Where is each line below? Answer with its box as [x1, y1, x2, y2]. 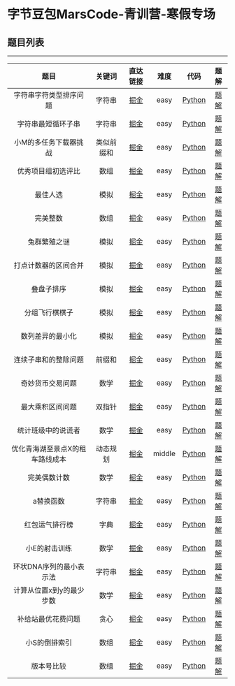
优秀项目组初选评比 [17, 166, 80, 175]
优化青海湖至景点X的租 [11, 444, 87, 453]
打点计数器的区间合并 [13, 261, 84, 270]
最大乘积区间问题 [20, 402, 77, 411]
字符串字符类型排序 [13, 90, 77, 100]
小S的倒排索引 [25, 638, 73, 647]
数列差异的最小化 [20, 331, 77, 341]
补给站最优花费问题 [17, 614, 80, 624]
